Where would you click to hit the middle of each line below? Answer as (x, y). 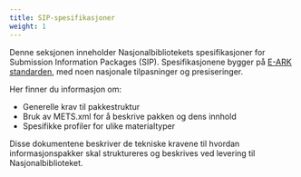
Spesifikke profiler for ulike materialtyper (98, 126)
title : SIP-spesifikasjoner (63, 18)
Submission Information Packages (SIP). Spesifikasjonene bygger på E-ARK (150, 62)
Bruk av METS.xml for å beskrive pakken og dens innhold (130, 116)
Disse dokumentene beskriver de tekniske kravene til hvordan (125, 143)
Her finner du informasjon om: (66, 89)
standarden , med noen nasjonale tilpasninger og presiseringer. (126, 71)
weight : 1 (28, 26)
